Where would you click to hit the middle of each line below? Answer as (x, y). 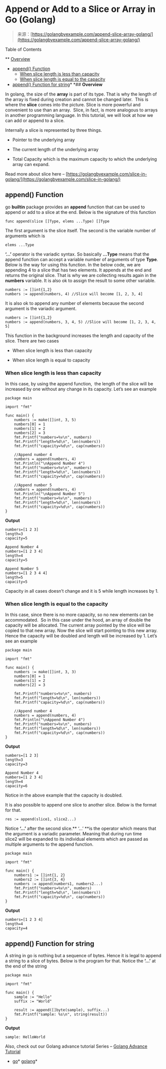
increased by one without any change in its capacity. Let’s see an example (81, 389)
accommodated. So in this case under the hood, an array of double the (78, 620)
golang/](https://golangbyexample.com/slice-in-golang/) (63, 179)
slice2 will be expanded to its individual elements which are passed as (77, 839)
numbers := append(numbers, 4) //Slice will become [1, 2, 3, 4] (74, 294)
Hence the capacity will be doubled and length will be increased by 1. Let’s (81, 636)
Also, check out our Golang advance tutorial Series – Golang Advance (76, 1046)
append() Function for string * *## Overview (57, 84)
